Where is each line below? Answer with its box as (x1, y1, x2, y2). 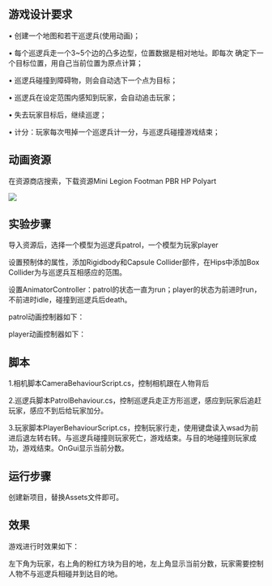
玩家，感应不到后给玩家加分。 (8, 406, 108, 416)
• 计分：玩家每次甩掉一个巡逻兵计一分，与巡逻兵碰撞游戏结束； (8, 126, 220, 136)
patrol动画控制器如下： (8, 312, 85, 322)
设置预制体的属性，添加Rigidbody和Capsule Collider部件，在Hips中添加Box (8, 258, 260, 267)
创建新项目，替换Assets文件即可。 (8, 493, 124, 503)
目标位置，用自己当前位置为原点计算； (15, 58, 143, 67)
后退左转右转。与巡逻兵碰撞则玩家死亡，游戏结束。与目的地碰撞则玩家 (15, 433, 249, 443)
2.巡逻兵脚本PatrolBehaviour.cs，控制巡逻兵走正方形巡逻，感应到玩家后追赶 (8, 396, 261, 405)
